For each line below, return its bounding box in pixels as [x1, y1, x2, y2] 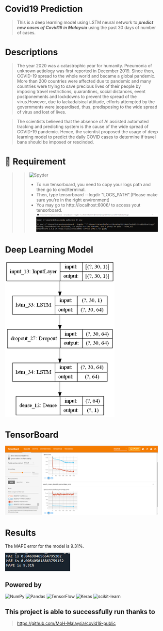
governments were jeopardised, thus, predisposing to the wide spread [16, 104, 158, 110]
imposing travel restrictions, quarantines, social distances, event [16, 88, 146, 94]
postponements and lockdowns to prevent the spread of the [16, 94, 137, 99]
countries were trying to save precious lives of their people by [16, 83, 141, 89]
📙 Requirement [5, 156, 66, 167]
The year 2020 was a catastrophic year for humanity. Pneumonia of [16, 63, 152, 68]
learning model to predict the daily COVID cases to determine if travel [16, 134, 156, 140]
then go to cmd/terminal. [36, 187, 86, 192]
